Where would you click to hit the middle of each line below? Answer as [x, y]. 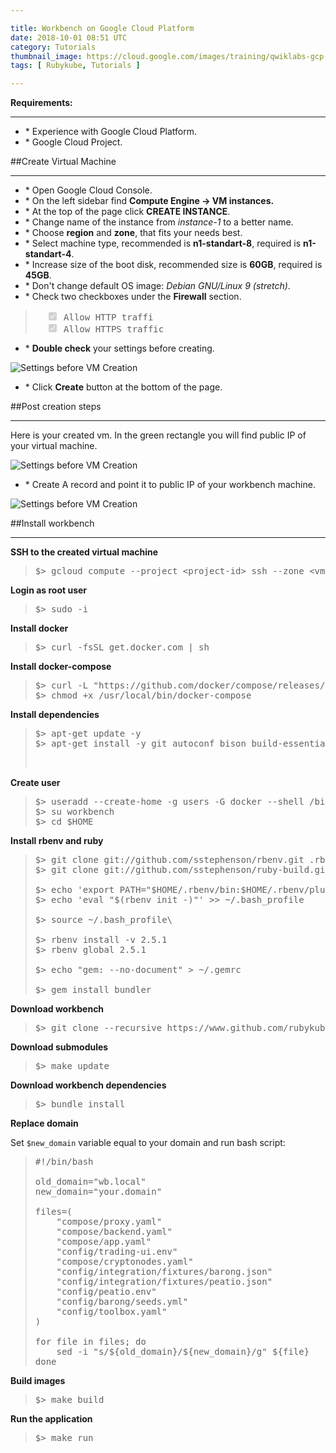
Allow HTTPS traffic [114, 329]
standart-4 [48, 254]
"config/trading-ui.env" [117, 1252]
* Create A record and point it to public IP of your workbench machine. [170, 485]
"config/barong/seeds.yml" [122, 1302]
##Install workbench [52, 523]
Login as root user [49, 590]
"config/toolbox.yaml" [112, 1312]
